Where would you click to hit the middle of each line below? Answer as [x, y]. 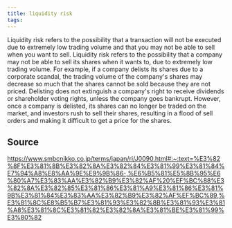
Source [23, 142]
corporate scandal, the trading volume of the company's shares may [105, 76]
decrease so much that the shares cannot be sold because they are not [109, 84]
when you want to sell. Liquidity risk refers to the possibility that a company [115, 54]
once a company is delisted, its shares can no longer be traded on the [107, 106]
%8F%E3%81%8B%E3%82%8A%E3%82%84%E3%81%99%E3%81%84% [116, 166]
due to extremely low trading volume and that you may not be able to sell [111, 47]
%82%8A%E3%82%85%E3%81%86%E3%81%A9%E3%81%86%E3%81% [115, 188]
